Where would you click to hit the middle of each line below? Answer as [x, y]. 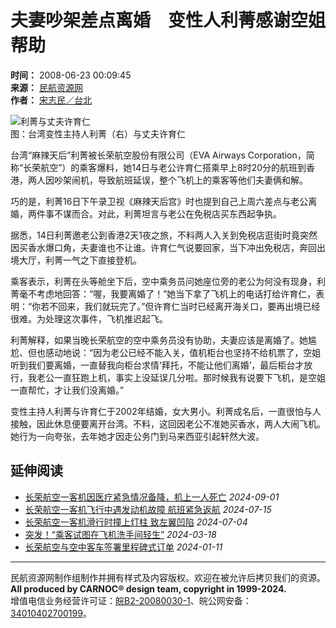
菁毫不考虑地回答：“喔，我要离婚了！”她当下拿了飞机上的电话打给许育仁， [163, 293]
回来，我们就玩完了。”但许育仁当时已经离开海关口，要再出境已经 [189, 306]
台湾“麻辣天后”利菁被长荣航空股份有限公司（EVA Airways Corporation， [158, 155]
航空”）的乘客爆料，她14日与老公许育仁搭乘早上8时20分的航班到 [173, 167]
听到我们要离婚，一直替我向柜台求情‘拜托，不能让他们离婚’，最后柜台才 [157, 365]
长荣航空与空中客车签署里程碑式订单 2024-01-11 [123, 547]
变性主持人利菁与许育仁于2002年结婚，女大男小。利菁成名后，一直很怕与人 [166, 411]
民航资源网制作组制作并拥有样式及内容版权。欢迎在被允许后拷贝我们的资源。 [168, 577]
